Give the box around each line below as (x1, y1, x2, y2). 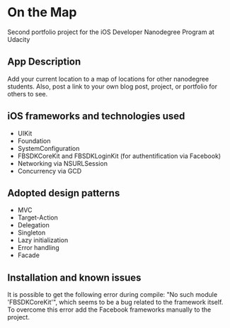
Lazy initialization (17, 236, 69, 244)
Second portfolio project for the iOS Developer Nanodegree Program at (7, 28, 214, 36)
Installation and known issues (7, 271, 142, 283)
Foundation (17, 136, 51, 145)
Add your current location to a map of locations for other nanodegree (7, 74, 209, 83)
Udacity (7, 35, 30, 43)
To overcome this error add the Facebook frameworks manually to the (7, 305, 212, 314)
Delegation (17, 221, 50, 230)
